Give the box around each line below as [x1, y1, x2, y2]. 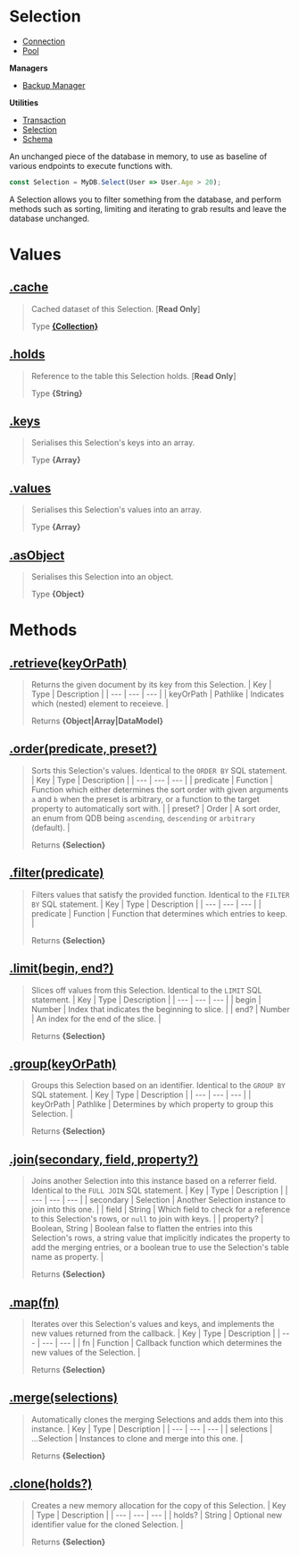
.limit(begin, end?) [9, 961, 114, 976]
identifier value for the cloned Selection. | [30, 1518, 184, 1530]
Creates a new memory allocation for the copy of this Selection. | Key [30, 1500, 287, 1510]
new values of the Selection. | [30, 1347, 141, 1357]
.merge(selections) [9, 1390, 119, 1406]
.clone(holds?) [9, 1476, 93, 1492]
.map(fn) [9, 1295, 60, 1310]
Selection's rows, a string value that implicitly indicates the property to [30, 1232, 291, 1244]
